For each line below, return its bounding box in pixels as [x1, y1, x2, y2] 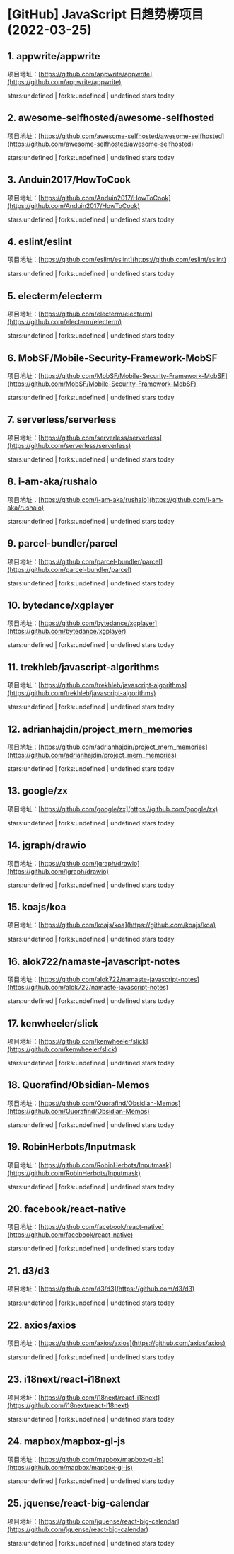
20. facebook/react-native [7, 1203, 127, 1215]
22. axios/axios [7, 1319, 76, 1331]
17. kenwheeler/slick [7, 1017, 99, 1029]
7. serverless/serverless [7, 413, 117, 425]
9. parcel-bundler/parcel [7, 537, 118, 549]
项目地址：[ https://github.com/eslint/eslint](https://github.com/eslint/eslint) [7, 256, 227, 264]
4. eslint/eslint [7, 236, 72, 248]
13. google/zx [7, 785, 69, 797]
